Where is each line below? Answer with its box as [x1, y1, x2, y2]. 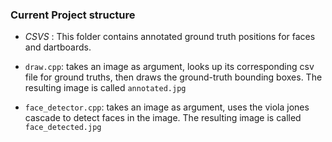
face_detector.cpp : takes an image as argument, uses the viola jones [24, 101, 310, 113]
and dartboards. [24, 41, 92, 53]
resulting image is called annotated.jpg [24, 82, 187, 94]
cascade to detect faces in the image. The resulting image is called [24, 112, 302, 124]
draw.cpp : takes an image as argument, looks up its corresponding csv [24, 61, 315, 73]
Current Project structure [10, 8, 136, 22]
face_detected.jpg [24, 123, 102, 133]
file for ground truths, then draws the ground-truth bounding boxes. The [24, 71, 323, 83]
